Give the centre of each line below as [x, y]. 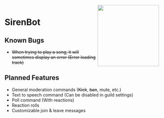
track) [18, 62]
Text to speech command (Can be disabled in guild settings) [72, 94]
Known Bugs [24, 40]
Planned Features [32, 78]
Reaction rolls [25, 105]
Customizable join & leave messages [49, 110]
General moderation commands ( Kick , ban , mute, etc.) [66, 90]
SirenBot [23, 22]
